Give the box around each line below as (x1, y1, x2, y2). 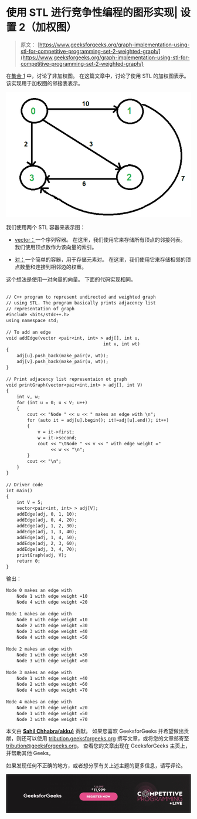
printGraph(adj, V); (16, 553, 67, 559)
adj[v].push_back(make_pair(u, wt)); (16, 359, 109, 365)
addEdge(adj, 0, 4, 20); (16, 517, 77, 523)
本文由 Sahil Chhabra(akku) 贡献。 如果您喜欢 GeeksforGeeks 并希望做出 (6, 727, 184, 735)
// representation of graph (6, 306, 75, 312)
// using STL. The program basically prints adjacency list (6, 300, 157, 306)
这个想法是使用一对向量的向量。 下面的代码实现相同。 (6, 276, 136, 283)
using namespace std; (6, 318, 59, 324)
